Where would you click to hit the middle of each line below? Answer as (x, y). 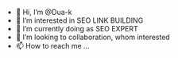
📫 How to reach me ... (52, 46)
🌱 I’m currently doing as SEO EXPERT (77, 29)
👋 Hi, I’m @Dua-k (44, 12)
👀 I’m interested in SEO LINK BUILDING (79, 20)
